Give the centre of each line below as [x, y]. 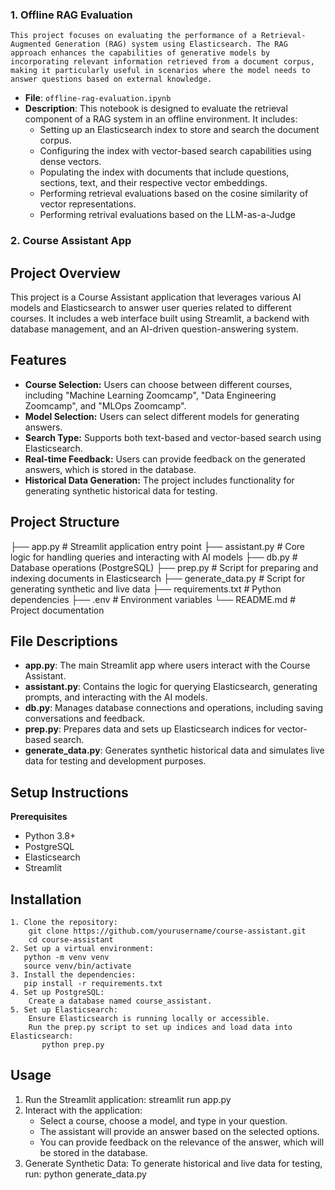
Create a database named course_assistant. [120, 1001]
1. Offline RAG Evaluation [71, 15]
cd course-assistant [71, 940]
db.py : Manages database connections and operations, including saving [174, 708]
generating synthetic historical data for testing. [121, 490]
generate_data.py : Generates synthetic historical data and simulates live [174, 750]
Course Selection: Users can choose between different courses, [158, 384]
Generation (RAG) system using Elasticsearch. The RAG [171, 44]
